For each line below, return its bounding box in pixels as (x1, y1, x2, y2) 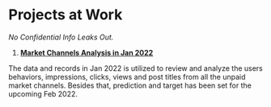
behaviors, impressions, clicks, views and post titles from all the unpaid (8, 72, 246, 81)
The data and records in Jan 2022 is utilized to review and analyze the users (8, 63, 263, 73)
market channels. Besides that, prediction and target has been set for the (8, 80, 252, 90)
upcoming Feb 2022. (8, 88, 78, 98)
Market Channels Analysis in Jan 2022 (19, 47, 154, 57)
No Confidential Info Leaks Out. (8, 32, 114, 42)
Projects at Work (8, 6, 123, 24)
